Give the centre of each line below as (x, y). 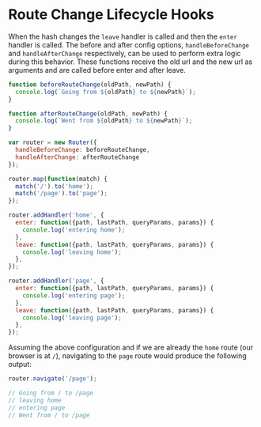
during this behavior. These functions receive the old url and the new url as (130, 62)
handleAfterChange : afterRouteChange (78, 157)
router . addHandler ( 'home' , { (56, 215)
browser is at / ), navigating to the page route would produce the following (127, 356)
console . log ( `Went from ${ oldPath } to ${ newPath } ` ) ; (104, 121)
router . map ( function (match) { (58, 179)
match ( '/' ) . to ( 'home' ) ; (54, 186)
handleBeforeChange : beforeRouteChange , (83, 150)
